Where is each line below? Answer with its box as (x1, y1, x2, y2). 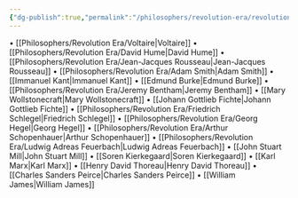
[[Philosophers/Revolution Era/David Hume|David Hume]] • (9, 46, 225, 58)
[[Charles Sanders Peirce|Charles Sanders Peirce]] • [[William (9, 170, 236, 180)
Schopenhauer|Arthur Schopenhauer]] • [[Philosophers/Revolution (9, 131, 254, 142)
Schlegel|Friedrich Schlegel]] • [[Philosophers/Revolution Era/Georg (9, 113, 259, 123)
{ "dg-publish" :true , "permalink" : (9, 12, 133, 22)
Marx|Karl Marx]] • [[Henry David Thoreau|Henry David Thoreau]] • (9, 160, 257, 170)
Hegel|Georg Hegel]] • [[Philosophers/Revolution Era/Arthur (9, 122, 229, 133)
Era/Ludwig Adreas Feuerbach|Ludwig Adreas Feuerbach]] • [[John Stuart (9, 141, 282, 152)
